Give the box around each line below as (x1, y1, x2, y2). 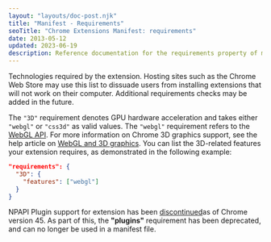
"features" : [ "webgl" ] (23, 177, 99, 186)
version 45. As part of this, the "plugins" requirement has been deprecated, (8, 215, 261, 226)
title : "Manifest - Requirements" (8, 19, 125, 27)
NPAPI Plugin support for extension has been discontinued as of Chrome (8, 207, 248, 217)
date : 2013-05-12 (8, 34, 67, 43)
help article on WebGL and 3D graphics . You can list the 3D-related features (8, 139, 261, 148)
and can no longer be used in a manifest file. (8, 224, 156, 234)
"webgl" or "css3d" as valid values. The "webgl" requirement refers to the (8, 122, 250, 131)
